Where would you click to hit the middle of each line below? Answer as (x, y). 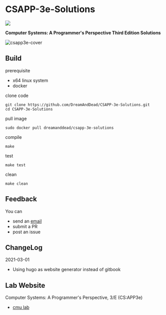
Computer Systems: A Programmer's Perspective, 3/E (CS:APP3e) (74, 298)
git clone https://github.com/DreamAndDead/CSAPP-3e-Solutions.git (78, 104)
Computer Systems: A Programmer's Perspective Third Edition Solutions (83, 33)
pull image (16, 118)
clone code (17, 95)
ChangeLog (24, 248)
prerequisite (18, 70)
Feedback (21, 199)
